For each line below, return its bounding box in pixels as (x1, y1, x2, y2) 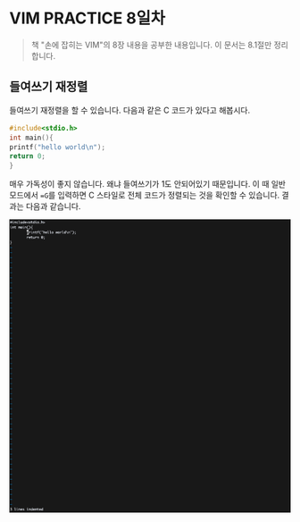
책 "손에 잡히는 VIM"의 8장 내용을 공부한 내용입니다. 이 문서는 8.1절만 (30, 39, 272, 50)
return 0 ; (9, 152, 46, 161)
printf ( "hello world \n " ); (9, 142, 105, 152)
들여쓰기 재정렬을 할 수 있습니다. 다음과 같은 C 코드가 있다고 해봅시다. (9, 105, 251, 115)
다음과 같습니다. (25, 201, 81, 212)
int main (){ (9, 133, 54, 142)
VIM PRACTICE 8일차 (9, 8, 166, 29)
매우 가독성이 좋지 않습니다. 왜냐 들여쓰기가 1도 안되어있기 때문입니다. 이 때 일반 (9, 179, 286, 189)
